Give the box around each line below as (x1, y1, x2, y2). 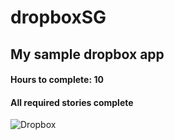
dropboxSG (10, 6, 107, 29)
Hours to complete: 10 (10, 74, 104, 86)
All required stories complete (10, 96, 134, 108)
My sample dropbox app (10, 46, 165, 63)
